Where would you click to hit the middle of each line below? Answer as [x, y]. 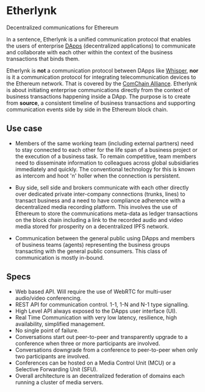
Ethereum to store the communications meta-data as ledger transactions [106, 213]
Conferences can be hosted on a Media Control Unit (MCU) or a [95, 363]
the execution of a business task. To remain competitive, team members [106, 156]
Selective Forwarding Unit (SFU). [56, 369]
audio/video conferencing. [49, 298]
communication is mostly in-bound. [60, 257]
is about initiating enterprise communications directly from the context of [98, 90]
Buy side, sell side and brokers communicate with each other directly [102, 187]
